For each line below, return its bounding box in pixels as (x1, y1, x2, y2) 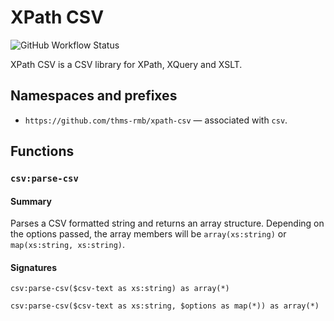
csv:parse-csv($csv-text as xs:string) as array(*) (10, 284, 230, 294)
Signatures (10, 261, 58, 273)
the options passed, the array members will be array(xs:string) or (10, 228, 287, 240)
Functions (10, 143, 75, 160)
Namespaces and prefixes (10, 87, 178, 105)
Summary (10, 195, 52, 207)
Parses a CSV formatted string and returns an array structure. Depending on (10, 217, 325, 230)
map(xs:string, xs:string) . (10, 239, 126, 251)
